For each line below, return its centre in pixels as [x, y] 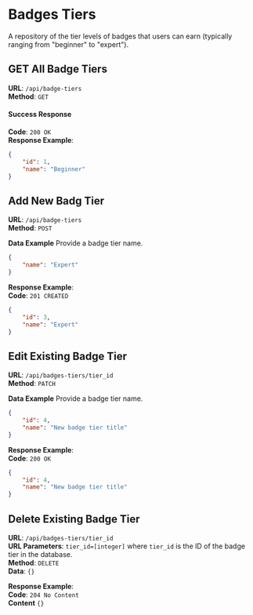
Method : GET [29, 96]
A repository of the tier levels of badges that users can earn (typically [120, 36]
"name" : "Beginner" [54, 169]
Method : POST [30, 228]
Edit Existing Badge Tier [68, 356]
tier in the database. [40, 555]
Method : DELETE [34, 563]
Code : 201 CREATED [38, 295]
